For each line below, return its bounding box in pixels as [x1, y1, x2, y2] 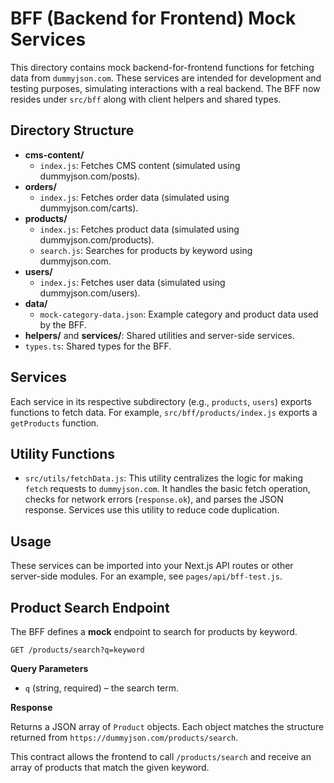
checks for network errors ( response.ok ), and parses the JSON [24, 493, 284, 506]
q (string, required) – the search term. [24, 682, 179, 694]
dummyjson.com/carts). [39, 202, 139, 214]
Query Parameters [10, 663, 89, 674]
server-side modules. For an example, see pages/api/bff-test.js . [10, 570, 283, 582]
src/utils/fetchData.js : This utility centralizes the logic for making [24, 472, 304, 484]
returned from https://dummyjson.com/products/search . [10, 732, 239, 743]
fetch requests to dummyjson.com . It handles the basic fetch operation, [24, 483, 311, 495]
